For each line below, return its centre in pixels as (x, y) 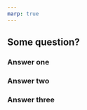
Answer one (28, 62)
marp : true (23, 14)
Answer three (31, 99)
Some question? (43, 42)
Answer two (28, 81)
